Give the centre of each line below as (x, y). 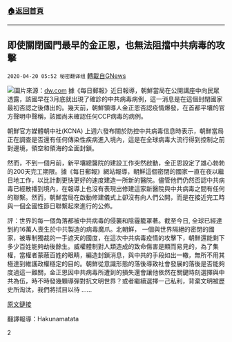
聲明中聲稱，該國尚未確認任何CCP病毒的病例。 (80, 117)
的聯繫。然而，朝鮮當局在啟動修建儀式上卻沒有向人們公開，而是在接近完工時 (116, 197)
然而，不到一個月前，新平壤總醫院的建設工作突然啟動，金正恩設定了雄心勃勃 (116, 163)
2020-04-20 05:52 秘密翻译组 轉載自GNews (67, 76)
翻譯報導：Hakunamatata (43, 319)
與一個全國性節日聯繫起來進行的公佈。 (61, 206)
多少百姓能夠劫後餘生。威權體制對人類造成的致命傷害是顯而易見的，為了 (110, 247)
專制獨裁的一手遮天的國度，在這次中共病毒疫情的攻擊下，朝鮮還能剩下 (125, 238)
